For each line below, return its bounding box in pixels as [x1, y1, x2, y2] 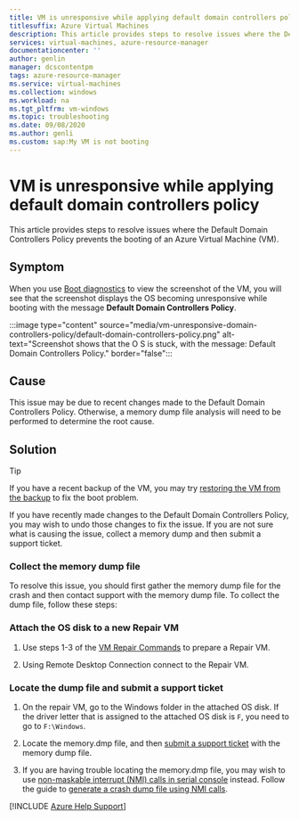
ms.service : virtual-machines [9, 79, 122, 88]
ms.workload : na [9, 95, 69, 105]
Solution [9, 442, 57, 457]
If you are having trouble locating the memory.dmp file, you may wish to [21, 765, 287, 775]
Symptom [9, 259, 65, 275]
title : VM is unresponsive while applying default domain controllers [9, 12, 277, 22]
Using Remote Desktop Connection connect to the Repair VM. [21, 659, 249, 669]
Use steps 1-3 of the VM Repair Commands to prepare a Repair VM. [21, 642, 271, 652]
